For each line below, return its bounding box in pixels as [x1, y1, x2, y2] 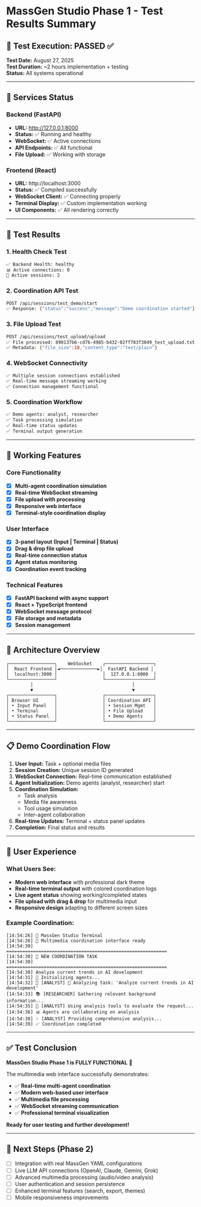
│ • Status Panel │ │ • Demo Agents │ [6, 713, 157, 719]
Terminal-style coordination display [14, 509, 106, 517]
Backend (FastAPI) [6, 110, 62, 119]
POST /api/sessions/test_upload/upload [6, 334, 106, 340]
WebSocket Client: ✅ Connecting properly [14, 193, 121, 200]
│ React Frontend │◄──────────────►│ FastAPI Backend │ [6, 666, 154, 672]
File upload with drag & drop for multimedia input [14, 897, 138, 905]
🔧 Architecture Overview [6, 645, 100, 655]
